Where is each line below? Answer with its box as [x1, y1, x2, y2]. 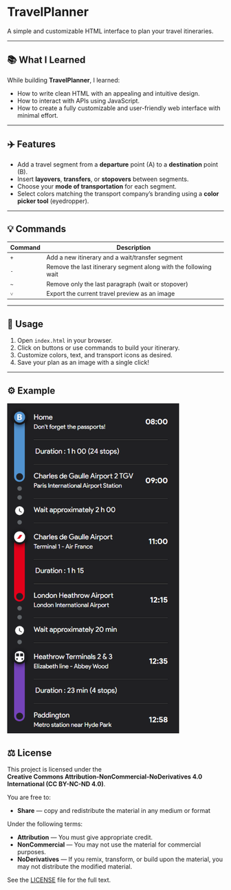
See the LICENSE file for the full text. [7, 876, 111, 884]
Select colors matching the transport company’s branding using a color [16, 189, 219, 198]
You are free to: [7, 793, 52, 801]
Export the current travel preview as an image [46, 290, 175, 298]
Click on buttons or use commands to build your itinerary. [16, 343, 180, 352]
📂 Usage [7, 318, 43, 330]
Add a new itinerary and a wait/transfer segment [46, 253, 183, 262]
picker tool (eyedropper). [16, 197, 89, 205]
